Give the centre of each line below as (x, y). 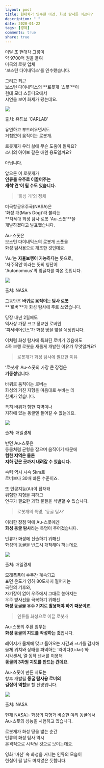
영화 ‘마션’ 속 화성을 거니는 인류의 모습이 (43, 754)
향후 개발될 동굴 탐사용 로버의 (33, 678)
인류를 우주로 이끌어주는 (28, 179)
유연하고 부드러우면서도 (27, 129)
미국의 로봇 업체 (20, 64)
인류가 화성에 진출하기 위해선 (33, 538)
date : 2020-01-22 (23, 23)
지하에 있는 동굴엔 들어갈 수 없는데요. (40, 413)
